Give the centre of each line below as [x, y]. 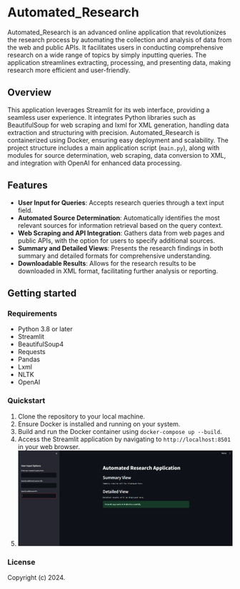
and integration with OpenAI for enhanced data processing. [95, 163]
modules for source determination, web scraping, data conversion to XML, [117, 155]
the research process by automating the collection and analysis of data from [120, 39]
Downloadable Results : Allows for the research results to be [107, 263]
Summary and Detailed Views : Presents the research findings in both [120, 248]
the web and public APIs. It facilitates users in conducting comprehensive [115, 47]
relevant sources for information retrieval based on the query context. [120, 225]
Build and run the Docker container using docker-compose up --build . [120, 431]
